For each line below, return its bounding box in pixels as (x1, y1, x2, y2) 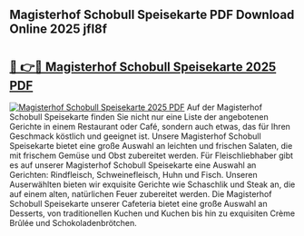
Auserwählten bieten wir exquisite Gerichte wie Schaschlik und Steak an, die (9, 179, 296, 190)
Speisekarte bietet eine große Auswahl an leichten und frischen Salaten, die (9, 141, 293, 151)
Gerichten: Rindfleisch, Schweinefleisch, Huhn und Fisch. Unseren (9, 170, 258, 180)
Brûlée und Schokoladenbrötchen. (9, 218, 138, 228)
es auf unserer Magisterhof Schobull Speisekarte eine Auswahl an (9, 160, 257, 171)
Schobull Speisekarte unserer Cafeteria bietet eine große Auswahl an (9, 199, 268, 209)
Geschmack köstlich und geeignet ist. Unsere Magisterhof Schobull (9, 131, 261, 142)
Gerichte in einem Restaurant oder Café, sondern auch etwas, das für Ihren (9, 122, 290, 132)
